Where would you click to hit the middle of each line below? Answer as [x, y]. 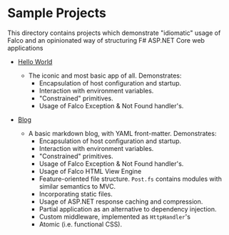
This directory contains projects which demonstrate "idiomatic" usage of [114, 33]
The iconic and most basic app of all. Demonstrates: [105, 75]
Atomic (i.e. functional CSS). [81, 224]
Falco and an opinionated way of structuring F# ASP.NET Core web [106, 40]
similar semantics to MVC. [77, 186]
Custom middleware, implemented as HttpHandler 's [115, 216]
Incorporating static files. [76, 194]
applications [25, 48]
